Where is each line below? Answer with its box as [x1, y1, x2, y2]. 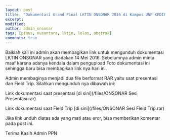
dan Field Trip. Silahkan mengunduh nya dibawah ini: [5, 80, 115, 86]
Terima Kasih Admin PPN [5, 130, 57, 136]
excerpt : [5, 17, 24, 22]
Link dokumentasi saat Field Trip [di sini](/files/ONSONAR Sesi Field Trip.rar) [5, 105, 164, 111]
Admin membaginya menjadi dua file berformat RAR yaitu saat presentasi [5, 75, 158, 81]
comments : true [5, 36, 37, 41]
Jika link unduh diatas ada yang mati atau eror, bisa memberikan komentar [5, 115, 160, 121]
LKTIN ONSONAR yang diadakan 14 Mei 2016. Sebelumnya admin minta [5, 54, 155, 60]
